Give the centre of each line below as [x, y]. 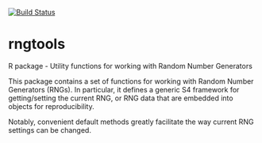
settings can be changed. [50, 130]
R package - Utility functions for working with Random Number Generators [130, 66]
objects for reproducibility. [51, 106]
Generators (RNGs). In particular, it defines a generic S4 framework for [124, 89]
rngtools [37, 44]
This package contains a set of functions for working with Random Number [131, 81]
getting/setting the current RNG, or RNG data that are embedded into [121, 98]
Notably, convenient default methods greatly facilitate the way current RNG [131, 122]
